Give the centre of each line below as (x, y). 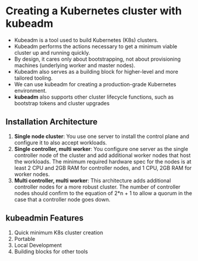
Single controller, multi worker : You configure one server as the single (101, 149)
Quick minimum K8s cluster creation (59, 232)
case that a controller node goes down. (62, 199)
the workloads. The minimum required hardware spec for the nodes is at (103, 161)
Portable (25, 238)
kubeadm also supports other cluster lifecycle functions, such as (94, 97)
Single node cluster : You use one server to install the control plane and (102, 136)
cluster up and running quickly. (52, 52)
